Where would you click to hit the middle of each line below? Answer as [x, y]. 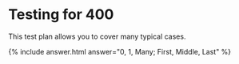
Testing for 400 [61, 15]
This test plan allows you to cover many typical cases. [97, 36]
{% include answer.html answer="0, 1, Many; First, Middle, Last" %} [120, 51]
